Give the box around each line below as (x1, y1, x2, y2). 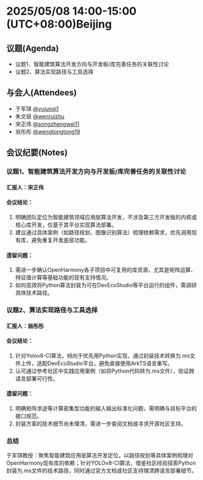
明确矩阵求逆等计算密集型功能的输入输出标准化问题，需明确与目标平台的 (15, 405, 197, 412)
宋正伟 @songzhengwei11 (15, 120, 80, 128)
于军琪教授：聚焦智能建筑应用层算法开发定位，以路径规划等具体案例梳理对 (6, 452, 193, 459)
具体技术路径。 (15, 289, 53, 297)
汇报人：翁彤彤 (6, 322, 44, 329)
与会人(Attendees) (6, 87, 77, 98)
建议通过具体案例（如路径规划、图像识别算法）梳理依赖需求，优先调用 (15, 228, 192, 236)
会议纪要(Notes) (6, 148, 68, 158)
